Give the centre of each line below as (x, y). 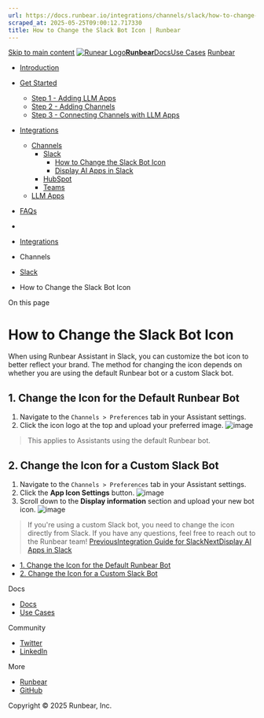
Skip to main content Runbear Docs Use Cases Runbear (122, 53)
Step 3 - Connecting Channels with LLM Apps (105, 115)
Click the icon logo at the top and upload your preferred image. (121, 426)
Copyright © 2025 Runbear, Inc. (60, 705)
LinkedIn (33, 651)
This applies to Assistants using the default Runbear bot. (119, 441)
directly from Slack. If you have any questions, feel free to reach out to (141, 533)
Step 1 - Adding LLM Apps (73, 99)
